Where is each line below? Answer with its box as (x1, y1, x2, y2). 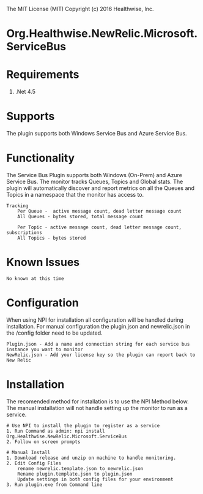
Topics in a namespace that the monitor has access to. (6, 191, 144, 198)
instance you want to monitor (6, 346, 84, 352)
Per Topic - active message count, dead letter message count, (17, 224, 182, 230)
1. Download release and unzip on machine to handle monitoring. (6, 455, 176, 461)
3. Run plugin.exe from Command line (6, 481, 103, 488)
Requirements (6, 67, 79, 82)
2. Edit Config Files (6, 460, 62, 466)
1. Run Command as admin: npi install (6, 428, 105, 434)
